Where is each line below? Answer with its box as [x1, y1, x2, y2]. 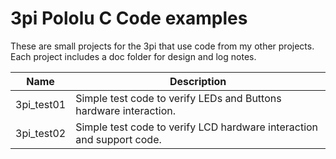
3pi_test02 [15, 126, 67, 140]
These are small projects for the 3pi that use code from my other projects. [10, 40, 315, 52]
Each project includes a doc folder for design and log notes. [10, 50, 257, 62]
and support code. [75, 132, 162, 146]
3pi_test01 [15, 97, 67, 111]
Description [169, 74, 227, 88]
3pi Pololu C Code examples [10, 7, 248, 30]
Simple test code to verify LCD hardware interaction [75, 120, 319, 134]
